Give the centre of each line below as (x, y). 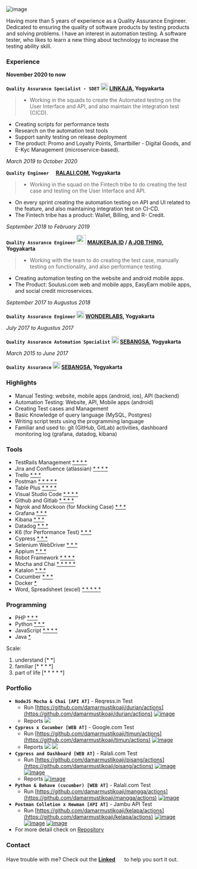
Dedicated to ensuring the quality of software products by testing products (98, 27)
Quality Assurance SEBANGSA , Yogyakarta (65, 367)
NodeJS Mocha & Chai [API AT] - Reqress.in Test (74, 701)
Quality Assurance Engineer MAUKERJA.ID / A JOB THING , (85, 243)
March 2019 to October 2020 (42, 161)
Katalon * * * (30, 570)
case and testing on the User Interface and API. (88, 191)
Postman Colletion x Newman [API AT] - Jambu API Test (83, 804)
